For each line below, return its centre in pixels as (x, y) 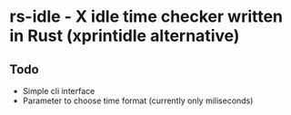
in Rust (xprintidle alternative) (125, 36)
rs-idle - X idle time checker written (146, 17)
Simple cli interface (59, 91)
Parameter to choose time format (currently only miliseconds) (138, 101)
